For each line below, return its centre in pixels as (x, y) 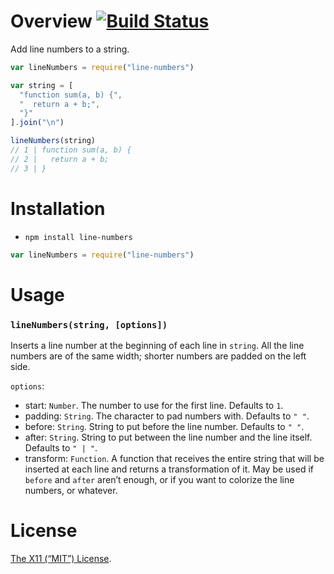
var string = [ (42, 85)
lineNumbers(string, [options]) (89, 324)
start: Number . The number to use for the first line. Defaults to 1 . (154, 405)
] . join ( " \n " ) (37, 123)
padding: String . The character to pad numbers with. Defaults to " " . (167, 416)
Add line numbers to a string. (70, 49)
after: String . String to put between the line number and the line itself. (168, 437)
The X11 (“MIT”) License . (61, 558)
